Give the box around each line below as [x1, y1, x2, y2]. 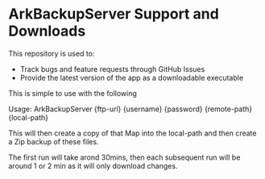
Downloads [8, 22, 86, 40]
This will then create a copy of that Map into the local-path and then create [8, 128, 257, 138]
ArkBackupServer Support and [8, 5, 219, 23]
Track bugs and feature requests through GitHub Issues [19, 64, 205, 73]
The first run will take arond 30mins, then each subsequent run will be [8, 152, 241, 162]
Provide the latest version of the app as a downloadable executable [19, 73, 244, 82]
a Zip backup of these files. [8, 136, 99, 146]
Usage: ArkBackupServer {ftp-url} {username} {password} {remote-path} [8, 104, 252, 114]
